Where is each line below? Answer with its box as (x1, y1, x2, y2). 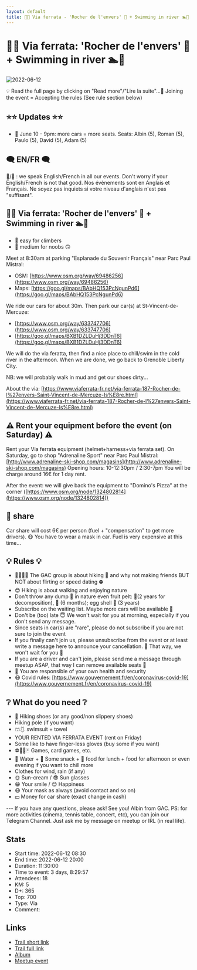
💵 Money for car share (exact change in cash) (14, 793, 127, 801)
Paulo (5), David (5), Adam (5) (14, 137, 87, 144)
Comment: (14, 905, 40, 913)
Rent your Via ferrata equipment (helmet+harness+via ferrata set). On (6, 445, 175, 452)
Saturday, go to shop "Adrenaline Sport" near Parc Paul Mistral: (6, 452, 159, 459)
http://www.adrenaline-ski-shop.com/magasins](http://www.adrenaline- (8, 458, 182, 465)
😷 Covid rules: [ (14, 674, 55, 681)
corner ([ (6, 488, 28, 495)
